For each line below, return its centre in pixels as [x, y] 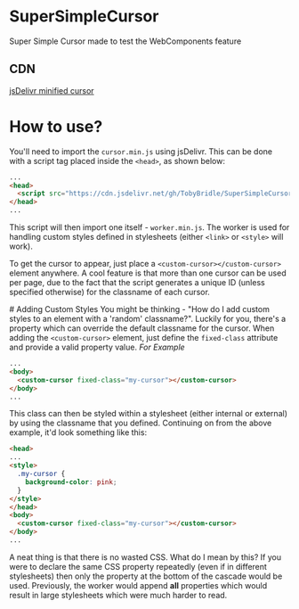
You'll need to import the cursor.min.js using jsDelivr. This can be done [141, 151]
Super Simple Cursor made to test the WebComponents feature [125, 41]
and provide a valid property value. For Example [97, 347]
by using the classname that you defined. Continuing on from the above [141, 423]
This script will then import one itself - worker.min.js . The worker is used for [149, 227]
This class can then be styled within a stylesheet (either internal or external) [148, 414]
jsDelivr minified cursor [52, 90]
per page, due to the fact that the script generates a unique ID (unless [137, 283]
